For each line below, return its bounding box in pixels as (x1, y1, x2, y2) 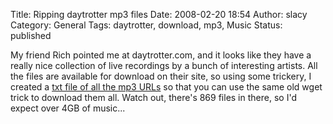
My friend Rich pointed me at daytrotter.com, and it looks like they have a (10, 49, 312, 61)
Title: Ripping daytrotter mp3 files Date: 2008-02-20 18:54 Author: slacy (10, 9, 308, 20)
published (10, 30, 52, 41)
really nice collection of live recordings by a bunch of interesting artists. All (10, 60, 318, 71)
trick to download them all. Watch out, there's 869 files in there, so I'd (10, 92, 297, 103)
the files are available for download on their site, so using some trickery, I (10, 70, 312, 82)
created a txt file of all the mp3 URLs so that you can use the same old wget (10, 81, 323, 93)
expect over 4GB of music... (10, 102, 126, 114)
